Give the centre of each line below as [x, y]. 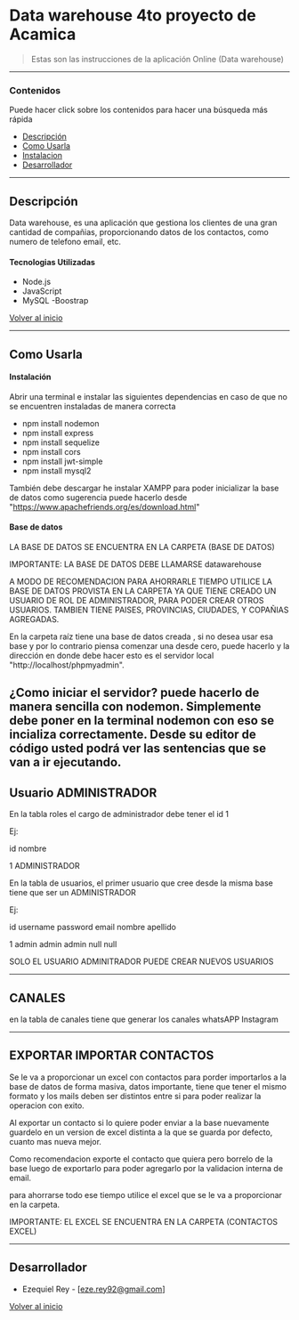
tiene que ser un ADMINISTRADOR [73, 893]
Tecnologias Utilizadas [53, 262]
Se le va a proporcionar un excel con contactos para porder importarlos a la [148, 1077]
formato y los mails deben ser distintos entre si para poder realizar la [135, 1096]
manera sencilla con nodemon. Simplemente [135, 707]
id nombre [28, 849]
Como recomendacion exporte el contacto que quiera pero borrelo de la [141, 1159]
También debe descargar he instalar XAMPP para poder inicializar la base [144, 488]
